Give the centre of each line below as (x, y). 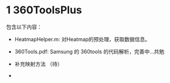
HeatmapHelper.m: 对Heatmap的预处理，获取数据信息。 (82, 39)
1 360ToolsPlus (44, 10)
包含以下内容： (24, 27)
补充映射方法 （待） (38, 64)
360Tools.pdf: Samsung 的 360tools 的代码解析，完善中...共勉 (89, 51)
